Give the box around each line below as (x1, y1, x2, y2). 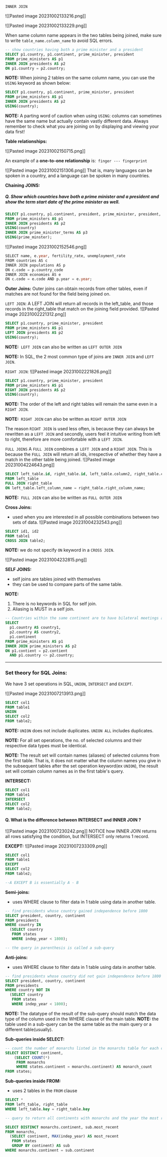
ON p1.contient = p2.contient (5, 648, 68, 653)
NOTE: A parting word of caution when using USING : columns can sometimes (5, 112, 162, 119)
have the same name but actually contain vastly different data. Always (5, 118, 149, 124)
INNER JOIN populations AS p (5, 263, 66, 268)
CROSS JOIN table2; (5, 538, 46, 543)
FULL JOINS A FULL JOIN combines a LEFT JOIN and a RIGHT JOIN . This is (5, 446, 153, 452)
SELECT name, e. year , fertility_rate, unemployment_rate (5, 254, 126, 259)
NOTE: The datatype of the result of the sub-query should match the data (5, 1010, 157, 1016)
